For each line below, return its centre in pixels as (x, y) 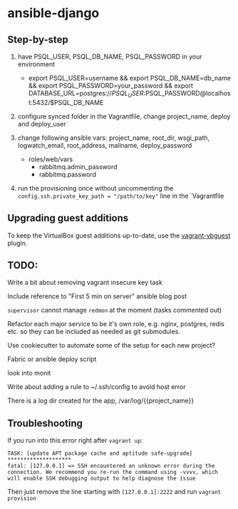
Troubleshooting (45, 423)
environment (36, 64)
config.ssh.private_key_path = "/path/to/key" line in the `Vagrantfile (121, 196)
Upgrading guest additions (68, 218)
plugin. (17, 243)
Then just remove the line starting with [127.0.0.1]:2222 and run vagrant (114, 492)
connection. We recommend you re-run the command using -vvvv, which (113, 473)
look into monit (29, 373)
